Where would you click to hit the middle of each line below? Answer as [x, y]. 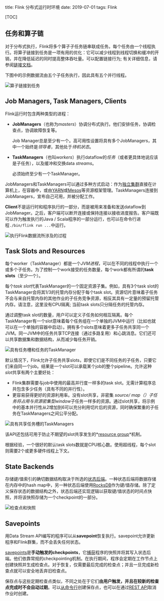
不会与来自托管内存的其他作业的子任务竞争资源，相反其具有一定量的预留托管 [82, 298]
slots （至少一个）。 [24, 276]
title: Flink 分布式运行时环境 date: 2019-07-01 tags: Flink [61, 7]
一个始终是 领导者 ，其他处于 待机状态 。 [55, 146]
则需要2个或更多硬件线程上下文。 [39, 451]
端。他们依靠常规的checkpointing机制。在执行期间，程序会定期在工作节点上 [81, 559]
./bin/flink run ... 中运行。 [39, 225]
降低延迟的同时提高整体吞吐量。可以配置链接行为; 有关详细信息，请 [90, 58]
